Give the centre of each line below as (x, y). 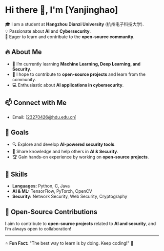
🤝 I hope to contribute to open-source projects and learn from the (79, 74)
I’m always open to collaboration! (38, 229)
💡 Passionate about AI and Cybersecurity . (48, 31)
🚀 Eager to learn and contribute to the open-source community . (70, 37)
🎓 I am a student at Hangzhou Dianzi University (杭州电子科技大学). (74, 24)
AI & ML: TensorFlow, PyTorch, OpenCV (52, 191)
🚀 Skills (16, 174)
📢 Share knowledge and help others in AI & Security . (65, 152)
